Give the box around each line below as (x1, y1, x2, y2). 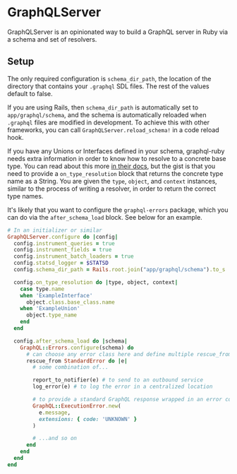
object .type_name (25, 312, 78, 319)
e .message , (38, 409, 71, 416)
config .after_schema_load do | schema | (13, 337, 128, 345)
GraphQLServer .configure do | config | (7, 233, 119, 240)
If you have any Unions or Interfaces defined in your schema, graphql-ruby (7, 146, 225, 155)
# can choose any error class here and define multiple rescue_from (25, 350, 232, 357)
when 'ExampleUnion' (20, 305, 80, 312)
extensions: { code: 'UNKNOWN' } (38, 415, 138, 422)
